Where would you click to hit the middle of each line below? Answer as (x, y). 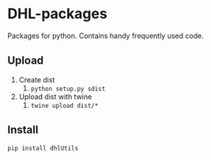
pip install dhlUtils (43, 148)
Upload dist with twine (55, 97)
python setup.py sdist (68, 89)
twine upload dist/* (64, 105)
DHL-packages (57, 14)
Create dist (37, 79)
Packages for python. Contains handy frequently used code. (105, 36)
